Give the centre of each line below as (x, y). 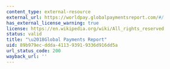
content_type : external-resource (49, 12)
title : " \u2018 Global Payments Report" (57, 40)
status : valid (24, 34)
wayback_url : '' (27, 56)
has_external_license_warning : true (53, 23)
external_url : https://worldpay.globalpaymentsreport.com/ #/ (85, 17)
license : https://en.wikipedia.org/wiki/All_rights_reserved (85, 28)
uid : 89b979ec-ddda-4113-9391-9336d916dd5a (62, 46)
